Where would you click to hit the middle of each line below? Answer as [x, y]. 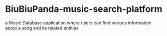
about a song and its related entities [42, 28]
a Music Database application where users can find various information [78, 23]
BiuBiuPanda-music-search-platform [84, 9]
